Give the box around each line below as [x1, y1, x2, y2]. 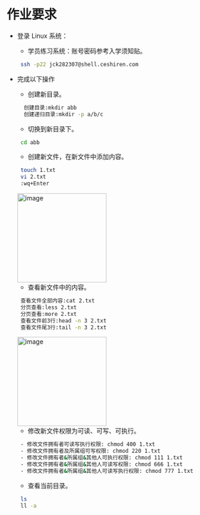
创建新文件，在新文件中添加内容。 [27, 153, 128, 161]
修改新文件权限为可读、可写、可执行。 [27, 427, 140, 435]
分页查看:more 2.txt [20, 310, 78, 317]
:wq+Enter [20, 180, 50, 188]
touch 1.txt [20, 167, 56, 174]
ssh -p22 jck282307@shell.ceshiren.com [20, 61, 139, 68]
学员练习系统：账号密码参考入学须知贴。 [27, 46, 147, 55]
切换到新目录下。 [27, 124, 78, 133]
